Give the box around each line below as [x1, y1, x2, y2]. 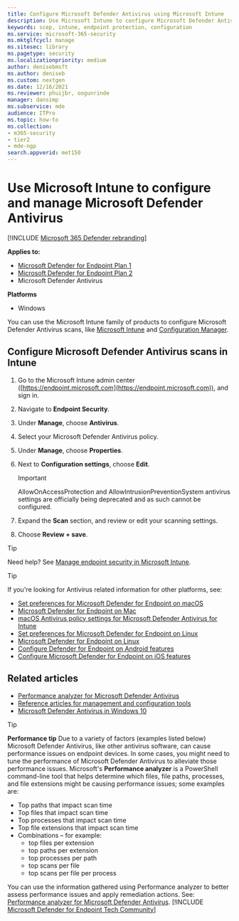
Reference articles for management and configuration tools [17, 698, 191, 708]
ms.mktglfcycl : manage [7, 37, 75, 44]
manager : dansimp [7, 97, 59, 104]
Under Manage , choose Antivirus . [17, 418, 119, 427]
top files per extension [28, 839, 95, 847]
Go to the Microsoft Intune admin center [17, 376, 135, 384]
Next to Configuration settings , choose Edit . [17, 459, 150, 468]
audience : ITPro [7, 110, 55, 117]
